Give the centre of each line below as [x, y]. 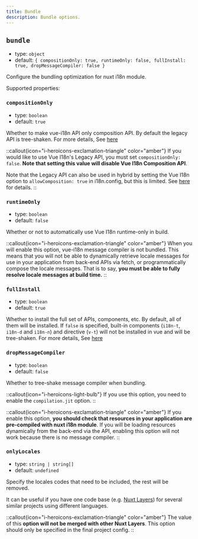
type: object [30, 54]
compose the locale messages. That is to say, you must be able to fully [93, 268]
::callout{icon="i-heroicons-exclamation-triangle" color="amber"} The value [99, 517]
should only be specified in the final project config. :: [70, 530]
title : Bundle [24, 12]
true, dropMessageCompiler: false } [60, 66]
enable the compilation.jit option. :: [51, 400]
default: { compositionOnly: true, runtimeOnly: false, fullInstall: [100, 60]
